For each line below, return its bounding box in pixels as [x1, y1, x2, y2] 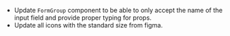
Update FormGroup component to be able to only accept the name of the [13, 6, 223, 14]
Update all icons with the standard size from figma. [13, 21, 163, 29]
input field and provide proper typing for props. [13, 13, 152, 22]
